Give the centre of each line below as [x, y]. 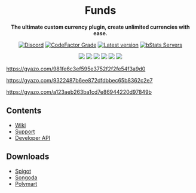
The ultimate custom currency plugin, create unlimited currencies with [100, 27]
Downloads [28, 157]
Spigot [23, 171]
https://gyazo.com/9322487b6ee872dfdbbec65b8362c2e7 [79, 80]
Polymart [26, 183]
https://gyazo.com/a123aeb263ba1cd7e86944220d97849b [79, 92]
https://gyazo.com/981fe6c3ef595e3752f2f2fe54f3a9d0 [76, 69]
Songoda [26, 177]
